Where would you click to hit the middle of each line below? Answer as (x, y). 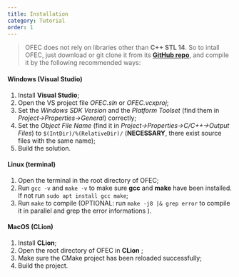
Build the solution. (44, 148)
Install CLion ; (37, 243)
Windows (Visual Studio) (45, 79)
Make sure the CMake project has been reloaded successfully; (110, 258)
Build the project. (43, 266)
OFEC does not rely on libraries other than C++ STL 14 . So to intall (122, 48)
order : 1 (20, 27)
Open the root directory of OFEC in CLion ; (81, 250)
